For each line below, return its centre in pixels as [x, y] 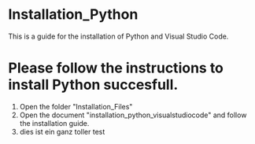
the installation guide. [54, 123]
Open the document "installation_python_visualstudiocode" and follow [133, 115]
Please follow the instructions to [116, 68]
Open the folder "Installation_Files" [76, 106]
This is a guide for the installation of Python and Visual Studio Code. [118, 36]
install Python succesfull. [93, 85]
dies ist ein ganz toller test [62, 131]
